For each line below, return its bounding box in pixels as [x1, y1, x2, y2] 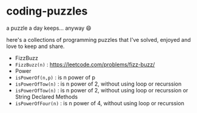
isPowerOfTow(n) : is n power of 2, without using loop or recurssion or [15, 86, 189, 94]
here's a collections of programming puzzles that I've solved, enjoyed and [6, 36, 191, 43]
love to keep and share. [6, 43, 65, 50]
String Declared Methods [15, 93, 78, 100]
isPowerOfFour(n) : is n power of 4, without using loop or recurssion [15, 99, 185, 107]
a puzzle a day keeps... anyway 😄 [6, 24, 92, 32]
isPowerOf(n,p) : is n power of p [15, 74, 96, 81]
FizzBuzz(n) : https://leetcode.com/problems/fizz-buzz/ [15, 61, 155, 68]
